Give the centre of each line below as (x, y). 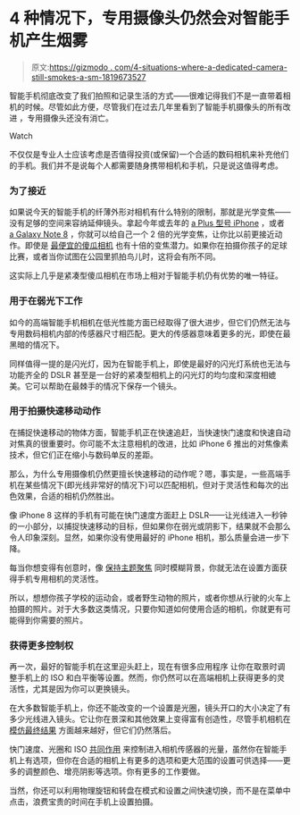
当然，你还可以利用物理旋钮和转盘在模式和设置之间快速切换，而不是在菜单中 (150, 791)
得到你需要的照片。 (52, 620)
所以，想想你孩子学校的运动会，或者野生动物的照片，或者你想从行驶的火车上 (150, 597)
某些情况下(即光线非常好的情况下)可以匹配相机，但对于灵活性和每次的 (153, 484)
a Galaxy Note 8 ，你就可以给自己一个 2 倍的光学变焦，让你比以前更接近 (142, 234)
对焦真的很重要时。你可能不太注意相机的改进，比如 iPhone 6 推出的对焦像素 (149, 443)
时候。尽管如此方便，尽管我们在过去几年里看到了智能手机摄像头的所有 (154, 106)
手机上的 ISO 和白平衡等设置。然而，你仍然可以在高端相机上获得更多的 (147, 678)
